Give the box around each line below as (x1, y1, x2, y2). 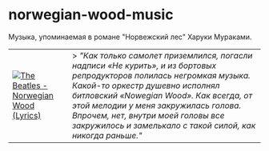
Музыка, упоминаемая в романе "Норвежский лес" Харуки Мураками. (8, 32, 252, 42)
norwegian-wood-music (8, 6, 174, 24)
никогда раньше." (71, 129, 143, 141)
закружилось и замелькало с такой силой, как (71, 120, 256, 131)
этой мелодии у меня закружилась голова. (71, 100, 242, 111)
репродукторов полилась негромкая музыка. (71, 70, 251, 81)
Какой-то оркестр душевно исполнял (71, 80, 220, 91)
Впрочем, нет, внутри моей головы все (71, 109, 225, 121)
